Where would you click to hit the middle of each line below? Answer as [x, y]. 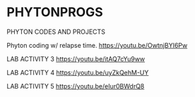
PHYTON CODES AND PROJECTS [56, 32]
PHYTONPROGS [55, 12]
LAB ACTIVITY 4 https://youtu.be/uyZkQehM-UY [78, 72]
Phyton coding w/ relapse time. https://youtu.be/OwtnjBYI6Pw [97, 45]
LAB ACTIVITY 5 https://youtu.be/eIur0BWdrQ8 [76, 86]
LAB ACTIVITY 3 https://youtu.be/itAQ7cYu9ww [76, 59]
